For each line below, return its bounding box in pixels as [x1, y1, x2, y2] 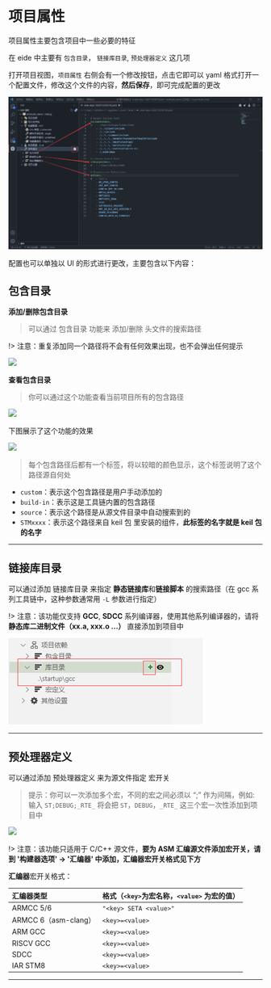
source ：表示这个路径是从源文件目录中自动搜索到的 [19, 507, 191, 517]
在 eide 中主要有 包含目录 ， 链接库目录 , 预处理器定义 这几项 [8, 53, 191, 62]
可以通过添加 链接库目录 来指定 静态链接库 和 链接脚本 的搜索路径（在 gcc [8, 584, 250, 594]
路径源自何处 [27, 470, 71, 480]
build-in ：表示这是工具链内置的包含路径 [19, 498, 156, 507]
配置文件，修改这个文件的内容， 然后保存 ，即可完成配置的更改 [15, 80, 220, 90]
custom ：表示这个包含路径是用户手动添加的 [19, 487, 163, 497]
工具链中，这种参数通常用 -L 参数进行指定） [15, 595, 161, 604]
